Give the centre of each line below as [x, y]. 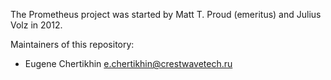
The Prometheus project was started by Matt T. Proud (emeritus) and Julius [166, 14]
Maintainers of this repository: [72, 44]
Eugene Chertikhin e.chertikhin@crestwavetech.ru [128, 63]
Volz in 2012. [36, 25]
